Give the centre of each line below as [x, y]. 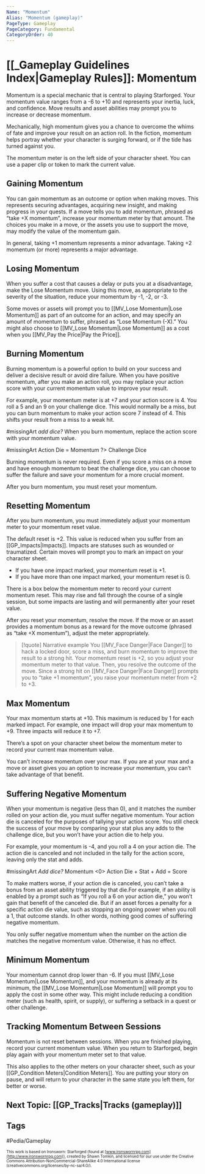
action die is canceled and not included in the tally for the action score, [95, 853]
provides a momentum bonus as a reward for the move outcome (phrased [99, 627]
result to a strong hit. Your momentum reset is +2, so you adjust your [107, 658]
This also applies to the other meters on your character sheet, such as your [101, 1066]
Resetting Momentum [48, 505]
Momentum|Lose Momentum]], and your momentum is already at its [92, 981]
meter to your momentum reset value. [54, 527]
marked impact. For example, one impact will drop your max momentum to [100, 725]
